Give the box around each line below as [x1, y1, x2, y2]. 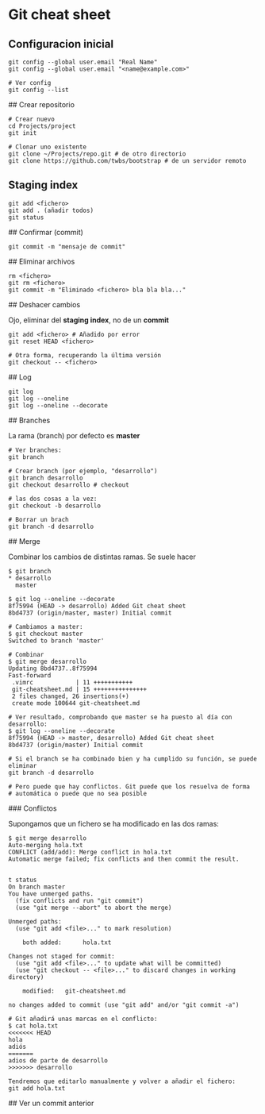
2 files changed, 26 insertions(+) [11, 692, 129, 700]
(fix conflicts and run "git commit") [15, 896, 144, 904]
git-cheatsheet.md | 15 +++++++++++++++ [11, 685, 148, 693]
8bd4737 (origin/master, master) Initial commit [8, 609, 172, 617]
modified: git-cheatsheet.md [22, 987, 126, 995]
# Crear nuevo [8, 115, 56, 123]
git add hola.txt [8, 1084, 66, 1093]
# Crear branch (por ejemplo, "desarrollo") [8, 467, 158, 475]
